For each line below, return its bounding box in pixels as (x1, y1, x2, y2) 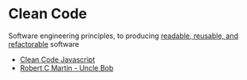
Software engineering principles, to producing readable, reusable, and (8, 31, 239, 40)
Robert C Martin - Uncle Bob (19, 63, 114, 72)
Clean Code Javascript (19, 55, 96, 64)
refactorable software (8, 39, 80, 48)
